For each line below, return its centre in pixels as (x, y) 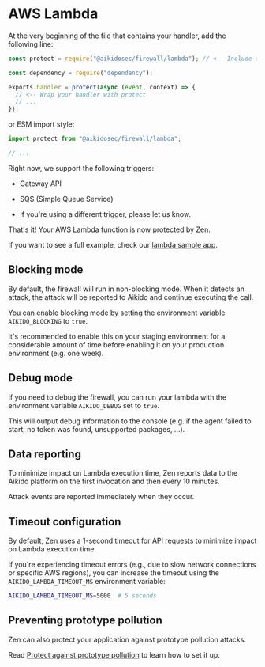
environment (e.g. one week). (56, 353)
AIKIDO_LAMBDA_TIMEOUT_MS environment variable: (87, 582)
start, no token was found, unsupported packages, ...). (97, 429)
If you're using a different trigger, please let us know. (105, 214)
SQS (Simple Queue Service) (66, 199)
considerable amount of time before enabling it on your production (116, 344)
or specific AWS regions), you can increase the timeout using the (114, 573)
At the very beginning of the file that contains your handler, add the (117, 36)
